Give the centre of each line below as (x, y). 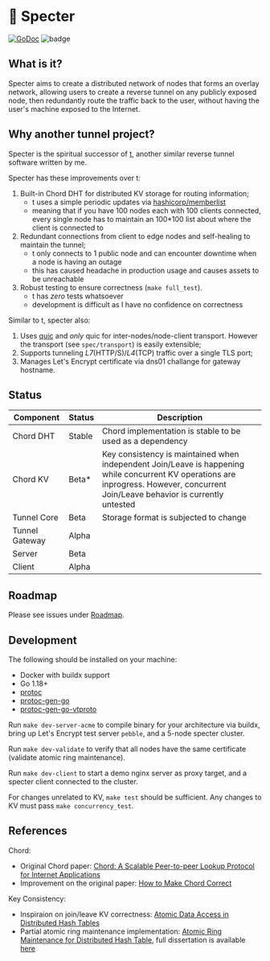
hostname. (38, 370)
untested (119, 504)
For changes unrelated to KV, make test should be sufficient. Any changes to (135, 797)
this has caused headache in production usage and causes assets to (145, 270)
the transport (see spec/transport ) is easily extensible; (110, 344)
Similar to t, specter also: (49, 320)
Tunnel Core (35, 518)
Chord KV (31, 479)
